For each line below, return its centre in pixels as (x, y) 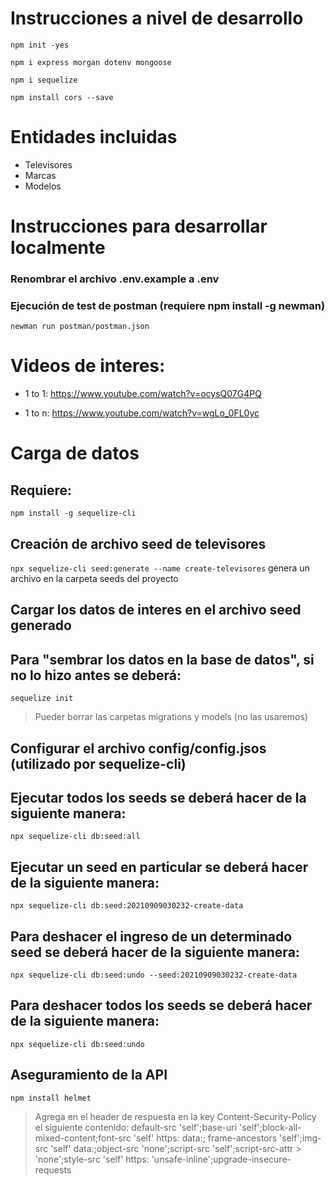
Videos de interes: (88, 366)
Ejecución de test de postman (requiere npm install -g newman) (168, 305)
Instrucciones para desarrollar (139, 226)
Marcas (40, 175)
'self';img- (300, 1138)
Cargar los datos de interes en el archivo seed (156, 610)
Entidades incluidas (94, 137)
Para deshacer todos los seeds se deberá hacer (161, 1005)
